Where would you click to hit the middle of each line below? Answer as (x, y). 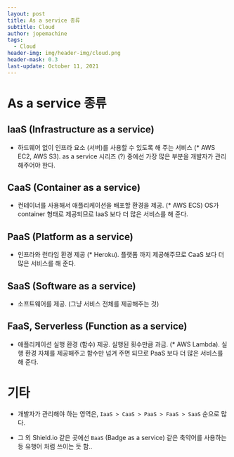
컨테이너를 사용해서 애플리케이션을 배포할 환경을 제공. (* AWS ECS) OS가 (118, 206)
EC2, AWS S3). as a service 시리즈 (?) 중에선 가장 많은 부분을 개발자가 (115, 156)
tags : (15, 40)
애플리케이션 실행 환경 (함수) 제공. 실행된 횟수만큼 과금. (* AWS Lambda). (118, 344)
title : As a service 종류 (44, 20)
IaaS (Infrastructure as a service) (81, 130)
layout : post (26, 14)
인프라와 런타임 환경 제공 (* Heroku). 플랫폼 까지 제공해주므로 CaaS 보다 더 (121, 255)
